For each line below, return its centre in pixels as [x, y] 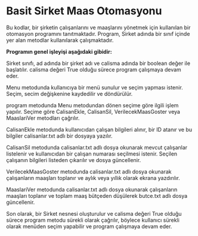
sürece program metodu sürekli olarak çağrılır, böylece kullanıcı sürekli [93, 220]
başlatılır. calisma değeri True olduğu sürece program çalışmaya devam [94, 69]
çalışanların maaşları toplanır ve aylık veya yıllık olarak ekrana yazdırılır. [93, 178]
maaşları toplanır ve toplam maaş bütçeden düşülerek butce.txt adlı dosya [97, 195]
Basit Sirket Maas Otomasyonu [84, 11]
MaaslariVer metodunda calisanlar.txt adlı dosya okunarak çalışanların [92, 190]
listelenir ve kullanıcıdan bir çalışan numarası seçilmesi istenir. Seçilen [92, 154]
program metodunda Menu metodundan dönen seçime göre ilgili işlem [92, 105]
